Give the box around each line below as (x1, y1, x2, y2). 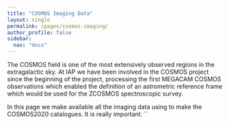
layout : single (7, 16, 51, 23)
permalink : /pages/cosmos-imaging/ (7, 23, 109, 29)
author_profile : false (7, 29, 72, 36)
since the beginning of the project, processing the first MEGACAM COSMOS (7, 75, 221, 83)
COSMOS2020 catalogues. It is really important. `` (7, 110, 148, 118)
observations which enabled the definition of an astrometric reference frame (7, 83, 223, 90)
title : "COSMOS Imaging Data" (7, 10, 94, 17)
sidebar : (7, 36, 32, 42)
